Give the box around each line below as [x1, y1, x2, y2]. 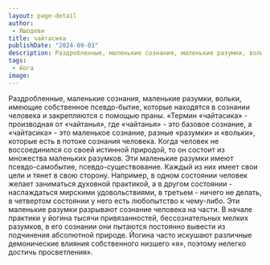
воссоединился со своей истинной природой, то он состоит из [8, 145, 225, 154]
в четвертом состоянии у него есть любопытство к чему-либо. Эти [8, 196, 240, 206]
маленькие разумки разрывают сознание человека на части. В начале [8, 204, 253, 214]
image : [8, 71, 31, 79]
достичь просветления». [8, 247, 93, 257]
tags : [8, 57, 27, 65]
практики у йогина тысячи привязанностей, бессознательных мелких [8, 213, 249, 222]
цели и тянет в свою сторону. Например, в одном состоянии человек [8, 170, 247, 180]
